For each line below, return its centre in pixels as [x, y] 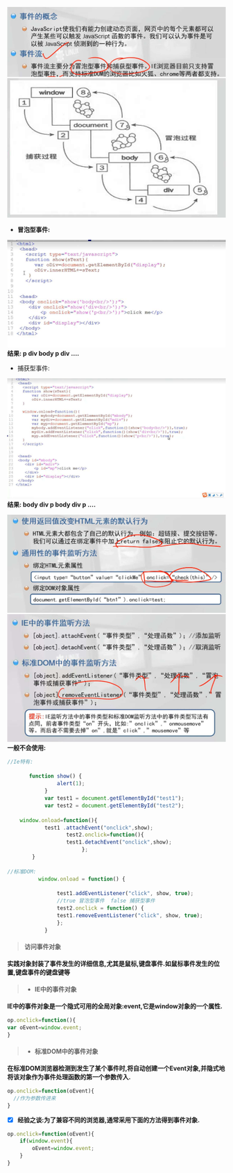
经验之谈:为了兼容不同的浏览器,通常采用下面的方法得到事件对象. [108, 1119]
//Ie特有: [20, 762]
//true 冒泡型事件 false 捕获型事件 [106, 901]
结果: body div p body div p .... [51, 505]
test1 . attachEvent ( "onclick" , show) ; [99, 828]
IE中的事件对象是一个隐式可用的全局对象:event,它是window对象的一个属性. [115, 1006]
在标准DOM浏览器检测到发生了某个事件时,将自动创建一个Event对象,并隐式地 [116, 1068]
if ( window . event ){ [46, 1141]
